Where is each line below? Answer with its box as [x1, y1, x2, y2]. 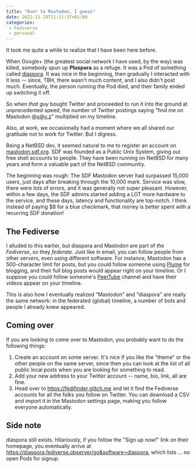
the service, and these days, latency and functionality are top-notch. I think [6, 197, 187, 204]
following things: [6, 342, 46, 349]
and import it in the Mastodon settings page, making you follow [14, 397, 167, 404]
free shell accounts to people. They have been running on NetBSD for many [6, 154, 189, 161]
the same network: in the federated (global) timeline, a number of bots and [6, 297, 186, 304]
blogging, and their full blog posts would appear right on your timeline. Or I [6, 267, 186, 274]
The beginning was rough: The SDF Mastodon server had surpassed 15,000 [6, 172, 189, 179]
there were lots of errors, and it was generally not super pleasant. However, [6, 184, 188, 191]
